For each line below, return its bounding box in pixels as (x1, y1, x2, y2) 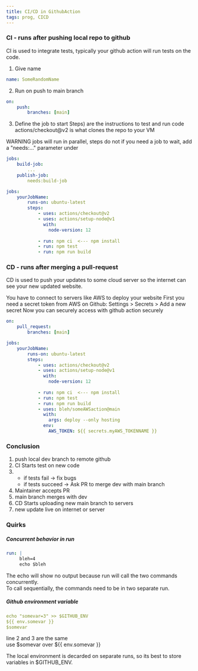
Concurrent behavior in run (6, 535, 75, 542)
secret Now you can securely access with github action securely (6, 307, 164, 314)
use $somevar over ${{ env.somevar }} (6, 641, 101, 648)
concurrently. (6, 578, 39, 585)
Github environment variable (6, 598, 79, 605)
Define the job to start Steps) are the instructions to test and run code (14, 120, 184, 127)
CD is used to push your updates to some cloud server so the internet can (6, 277, 186, 284)
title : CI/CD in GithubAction (6, 8, 81, 15)
